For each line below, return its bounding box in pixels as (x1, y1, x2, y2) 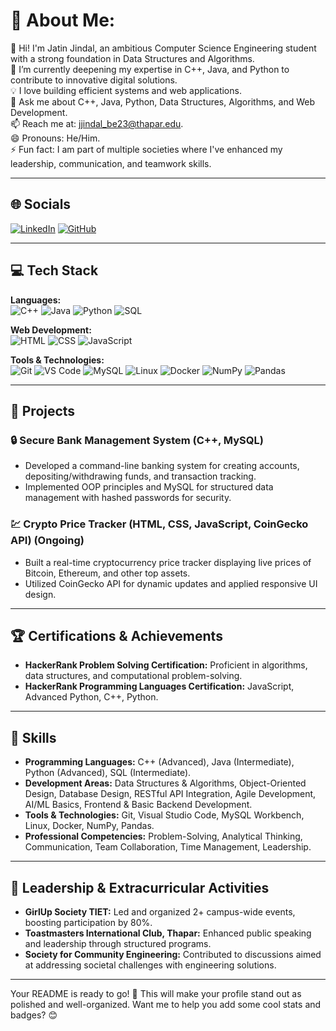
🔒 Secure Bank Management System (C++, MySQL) (10, 433, 264, 447)
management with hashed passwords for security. (24, 492, 232, 504)
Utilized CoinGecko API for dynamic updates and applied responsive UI (24, 577, 318, 589)
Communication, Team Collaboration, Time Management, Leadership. (24, 841, 312, 853)
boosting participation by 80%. (24, 916, 153, 928)
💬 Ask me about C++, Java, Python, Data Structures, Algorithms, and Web (10, 95, 316, 108)
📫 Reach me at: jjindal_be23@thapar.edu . (10, 117, 184, 129)
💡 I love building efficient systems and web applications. (10, 84, 242, 96)
